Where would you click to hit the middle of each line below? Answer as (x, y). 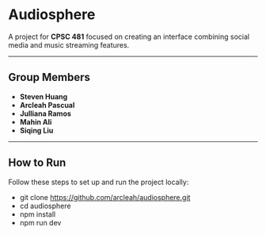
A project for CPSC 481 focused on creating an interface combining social (129, 37)
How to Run (37, 163)
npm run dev (40, 222)
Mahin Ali (36, 121)
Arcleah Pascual (47, 105)
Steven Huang (44, 96)
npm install (38, 214)
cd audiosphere (45, 206)
